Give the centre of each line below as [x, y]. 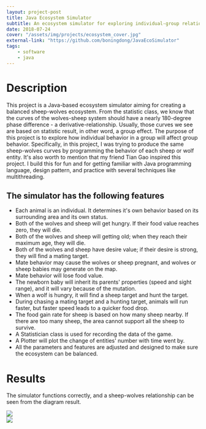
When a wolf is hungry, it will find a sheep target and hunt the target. [102, 295]
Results [26, 378]
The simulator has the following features [85, 196]
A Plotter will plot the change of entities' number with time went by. [100, 341]
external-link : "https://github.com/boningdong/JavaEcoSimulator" [93, 40]
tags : [13, 47]
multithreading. [25, 177]
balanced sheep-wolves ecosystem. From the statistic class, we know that [100, 112]
